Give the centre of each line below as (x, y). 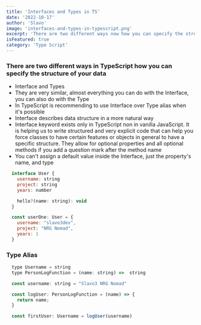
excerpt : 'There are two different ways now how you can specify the (95, 34)
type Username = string (41, 267)
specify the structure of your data (56, 73)
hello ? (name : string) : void (52, 201)
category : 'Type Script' (37, 45)
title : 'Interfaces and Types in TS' (53, 12)
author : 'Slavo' (26, 23)
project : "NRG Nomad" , (45, 229)
